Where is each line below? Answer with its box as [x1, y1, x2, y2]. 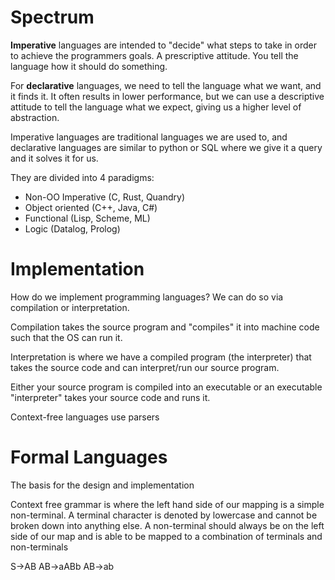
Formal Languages [10, 446, 168, 469]
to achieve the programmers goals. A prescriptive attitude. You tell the [10, 49, 299, 61]
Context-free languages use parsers [10, 411, 160, 423]
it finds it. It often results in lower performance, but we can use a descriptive [10, 90, 325, 102]
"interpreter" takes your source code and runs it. [10, 391, 211, 403]
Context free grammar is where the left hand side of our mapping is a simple [10, 498, 325, 510]
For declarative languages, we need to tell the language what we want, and [10, 79, 322, 91]
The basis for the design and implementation [10, 479, 195, 491]
